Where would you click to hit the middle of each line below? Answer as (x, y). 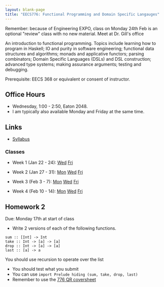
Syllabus (21, 139)
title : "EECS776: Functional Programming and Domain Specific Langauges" (82, 14)
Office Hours (25, 94)
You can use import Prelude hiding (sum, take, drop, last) (75, 274)
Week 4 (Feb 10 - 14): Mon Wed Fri (47, 191)
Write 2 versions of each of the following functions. (64, 228)
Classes (15, 152)
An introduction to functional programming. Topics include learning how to (81, 43)
